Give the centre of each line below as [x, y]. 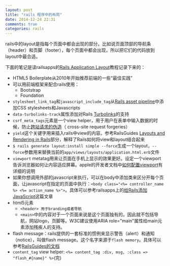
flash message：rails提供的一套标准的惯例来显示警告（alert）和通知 [83, 234]
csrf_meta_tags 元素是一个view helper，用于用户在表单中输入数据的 [83, 121]
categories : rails [25, 29]
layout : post [19, 10]
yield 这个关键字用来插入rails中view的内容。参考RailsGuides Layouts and [89, 133]
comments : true [21, 24]
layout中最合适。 [23, 57]
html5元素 [23, 203]
